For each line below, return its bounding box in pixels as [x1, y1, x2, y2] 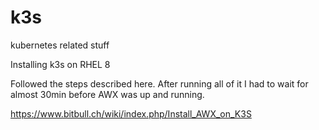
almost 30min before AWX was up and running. [10, 88, 205, 100]
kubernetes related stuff [10, 39, 110, 51]
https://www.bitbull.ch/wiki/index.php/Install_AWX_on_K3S [10, 107, 252, 120]
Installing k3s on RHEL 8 [10, 58, 111, 70]
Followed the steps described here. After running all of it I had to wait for [10, 77, 309, 90]
